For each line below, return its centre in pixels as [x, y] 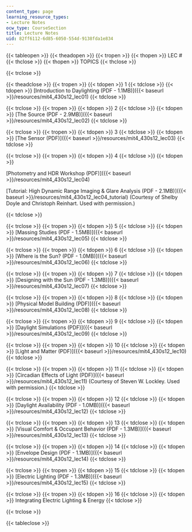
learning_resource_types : [37, 17]
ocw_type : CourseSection [36, 28]
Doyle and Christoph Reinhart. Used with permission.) [71, 203]
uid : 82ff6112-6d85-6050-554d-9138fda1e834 [60, 39]
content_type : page [30, 11]
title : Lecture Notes [32, 33]
